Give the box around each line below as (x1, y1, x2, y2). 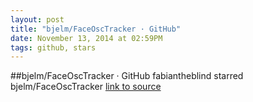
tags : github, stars (10, 42, 97, 53)
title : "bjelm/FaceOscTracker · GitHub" (10, 24, 182, 34)
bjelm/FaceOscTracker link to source (10, 81, 162, 93)
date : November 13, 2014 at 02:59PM (10, 33, 163, 43)
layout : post (10, 14, 65, 25)
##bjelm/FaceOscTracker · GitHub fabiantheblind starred (10, 70, 244, 82)
